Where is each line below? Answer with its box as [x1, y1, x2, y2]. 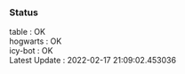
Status [9, 6, 38, 19]
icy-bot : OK [9, 45, 53, 56]
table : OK [9, 27, 46, 37]
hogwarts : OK [9, 36, 62, 46]
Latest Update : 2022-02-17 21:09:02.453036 [9, 55, 176, 66]
